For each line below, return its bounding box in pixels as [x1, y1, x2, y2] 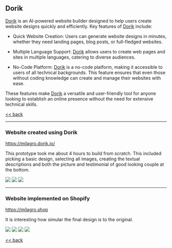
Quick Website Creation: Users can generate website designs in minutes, [12, 33, 167, 39]
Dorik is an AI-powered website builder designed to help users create [5, 17, 152, 24]
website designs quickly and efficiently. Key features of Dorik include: [5, 23, 153, 29]
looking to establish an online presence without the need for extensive [5, 96, 154, 102]
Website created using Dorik [5, 128, 78, 136]
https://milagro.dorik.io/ [5, 141, 55, 147]
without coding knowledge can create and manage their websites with [12, 74, 161, 81]
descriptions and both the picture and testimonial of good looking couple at [5, 161, 164, 167]
